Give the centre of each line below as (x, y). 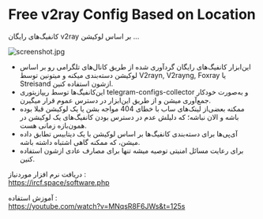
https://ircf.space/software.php (59, 182)
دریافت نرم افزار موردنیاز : (47, 174)
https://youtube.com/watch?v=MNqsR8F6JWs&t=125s (97, 206)
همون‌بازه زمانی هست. (53, 125)
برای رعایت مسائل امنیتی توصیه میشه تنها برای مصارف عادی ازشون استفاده (131, 150)
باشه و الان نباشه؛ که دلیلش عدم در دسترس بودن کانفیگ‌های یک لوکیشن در (129, 117)
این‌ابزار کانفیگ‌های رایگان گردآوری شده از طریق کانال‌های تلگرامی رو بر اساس (135, 67)
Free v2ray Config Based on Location (132, 15)
